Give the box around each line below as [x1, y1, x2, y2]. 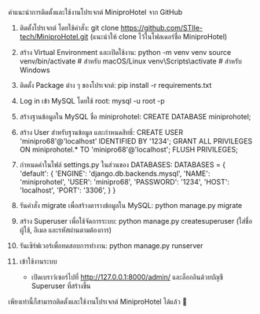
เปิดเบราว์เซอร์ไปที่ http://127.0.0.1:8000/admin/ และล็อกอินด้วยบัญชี [31, 272, 224, 282]
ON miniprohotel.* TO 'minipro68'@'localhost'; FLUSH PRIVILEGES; [19, 145, 238, 154]
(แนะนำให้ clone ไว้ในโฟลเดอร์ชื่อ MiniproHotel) [90, 32, 228, 41]
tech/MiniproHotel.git [19, 32, 89, 41]
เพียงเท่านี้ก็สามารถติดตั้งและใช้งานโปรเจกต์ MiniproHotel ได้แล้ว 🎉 [8, 297, 187, 306]
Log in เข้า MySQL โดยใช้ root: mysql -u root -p [19, 97, 165, 105]
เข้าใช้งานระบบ [19, 257, 57, 266]
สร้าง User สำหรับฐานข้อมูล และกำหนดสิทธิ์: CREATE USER [19, 128, 183, 137]
